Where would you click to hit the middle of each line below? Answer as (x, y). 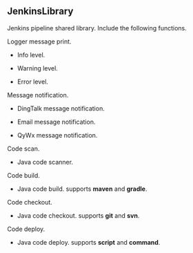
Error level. (32, 82)
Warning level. (38, 68)
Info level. (31, 55)
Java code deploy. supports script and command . (89, 242)
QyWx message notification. (57, 135)
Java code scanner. (45, 162)
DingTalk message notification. (61, 108)
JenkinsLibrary (40, 11)
